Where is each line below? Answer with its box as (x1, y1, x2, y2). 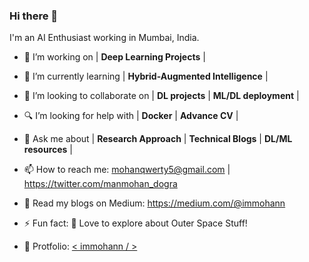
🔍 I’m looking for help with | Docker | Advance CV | (23, 110, 239, 122)
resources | (23, 144, 74, 156)
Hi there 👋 (9, 9, 59, 23)
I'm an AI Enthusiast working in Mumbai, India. (9, 32, 200, 44)
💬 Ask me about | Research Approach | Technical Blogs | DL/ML (23, 133, 293, 145)
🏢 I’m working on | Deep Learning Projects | (23, 51, 206, 63)
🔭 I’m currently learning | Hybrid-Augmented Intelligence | (23, 70, 269, 83)
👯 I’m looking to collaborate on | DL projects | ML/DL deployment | (23, 90, 300, 102)
